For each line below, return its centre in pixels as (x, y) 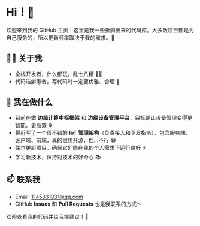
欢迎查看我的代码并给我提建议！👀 (47, 217)
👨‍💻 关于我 (24, 58)
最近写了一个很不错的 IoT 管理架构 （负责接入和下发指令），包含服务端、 (103, 132)
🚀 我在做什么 (29, 102)
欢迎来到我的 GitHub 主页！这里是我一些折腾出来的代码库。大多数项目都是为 (100, 30)
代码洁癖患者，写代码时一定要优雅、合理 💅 (67, 81)
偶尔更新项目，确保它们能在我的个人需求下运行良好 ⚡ (80, 147)
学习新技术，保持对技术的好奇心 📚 (58, 157)
